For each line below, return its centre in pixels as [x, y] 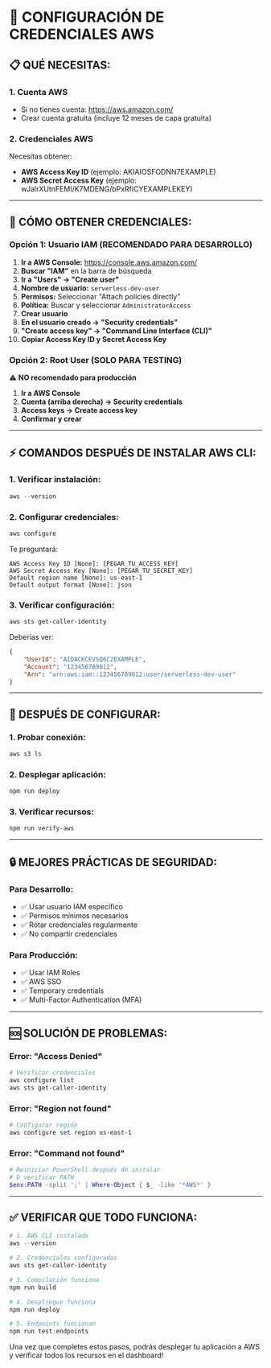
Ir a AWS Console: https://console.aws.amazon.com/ [109, 262]
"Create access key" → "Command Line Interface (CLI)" [116, 331]
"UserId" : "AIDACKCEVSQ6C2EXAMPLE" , [85, 659]
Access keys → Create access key [79, 410]
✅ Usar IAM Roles [50, 973]
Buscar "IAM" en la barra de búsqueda [86, 270]
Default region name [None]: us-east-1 [76, 578]
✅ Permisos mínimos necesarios [74, 916]
